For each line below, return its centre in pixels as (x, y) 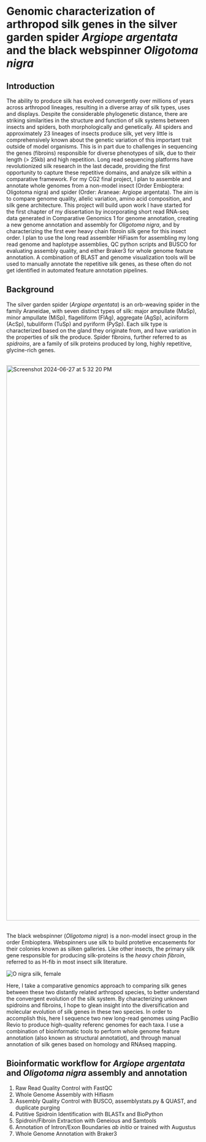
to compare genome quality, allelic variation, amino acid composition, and (99, 199)
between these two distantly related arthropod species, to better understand (103, 992)
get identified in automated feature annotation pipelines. (77, 270)
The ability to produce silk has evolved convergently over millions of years (100, 101)
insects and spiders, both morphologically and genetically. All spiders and (100, 127)
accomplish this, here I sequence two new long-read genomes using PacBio (102, 1018)
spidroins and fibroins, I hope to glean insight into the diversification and (97, 1005)
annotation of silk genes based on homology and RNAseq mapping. (91, 1044)
